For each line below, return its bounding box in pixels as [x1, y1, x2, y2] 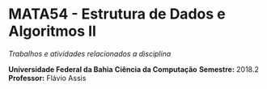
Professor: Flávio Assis [8, 73, 87, 83]
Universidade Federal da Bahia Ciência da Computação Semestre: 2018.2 [8, 64, 259, 74]
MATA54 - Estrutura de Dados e [8, 5, 226, 23]
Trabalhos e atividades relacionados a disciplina [8, 49, 172, 58]
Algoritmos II [8, 22, 97, 40]
